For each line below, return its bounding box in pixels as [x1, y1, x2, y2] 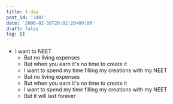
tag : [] [6, 31, 26, 37]
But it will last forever [23, 93, 76, 100]
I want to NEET [14, 47, 52, 55]
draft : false [6, 25, 39, 32]
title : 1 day [6, 8, 39, 15]
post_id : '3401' [6, 14, 47, 20]
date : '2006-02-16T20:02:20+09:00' [6, 20, 95, 26]
